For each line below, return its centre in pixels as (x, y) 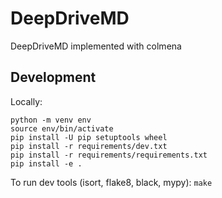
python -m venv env (51, 120)
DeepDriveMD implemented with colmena (96, 46)
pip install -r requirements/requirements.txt (109, 155)
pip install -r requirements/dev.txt (89, 146)
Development (53, 77)
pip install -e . (46, 163)
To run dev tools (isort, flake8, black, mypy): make (111, 182)
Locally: (26, 101)
